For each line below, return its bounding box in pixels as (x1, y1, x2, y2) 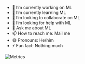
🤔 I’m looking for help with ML (12, 20, 71, 26)
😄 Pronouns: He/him (12, 38, 54, 43)
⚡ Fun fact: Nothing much (12, 43, 63, 48)
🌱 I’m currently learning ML (12, 10, 66, 15)
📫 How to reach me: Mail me (12, 30, 70, 36)
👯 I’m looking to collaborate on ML (12, 15, 80, 20)
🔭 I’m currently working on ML (12, 5, 72, 10)
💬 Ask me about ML (12, 25, 52, 31)
